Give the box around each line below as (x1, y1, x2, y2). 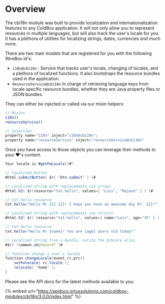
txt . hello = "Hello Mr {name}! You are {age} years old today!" (5, 228, 135, 234)
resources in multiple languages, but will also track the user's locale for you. (5, 30, 160, 36)
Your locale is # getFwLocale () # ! (5, 161, 74, 166)
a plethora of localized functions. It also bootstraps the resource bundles (12, 70, 160, 76)
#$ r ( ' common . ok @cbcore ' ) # (5, 242, 63, 247)
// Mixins (5, 110, 26, 115)
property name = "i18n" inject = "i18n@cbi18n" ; (5, 133, 98, 138)
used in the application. (12, 76, 60, 81)
